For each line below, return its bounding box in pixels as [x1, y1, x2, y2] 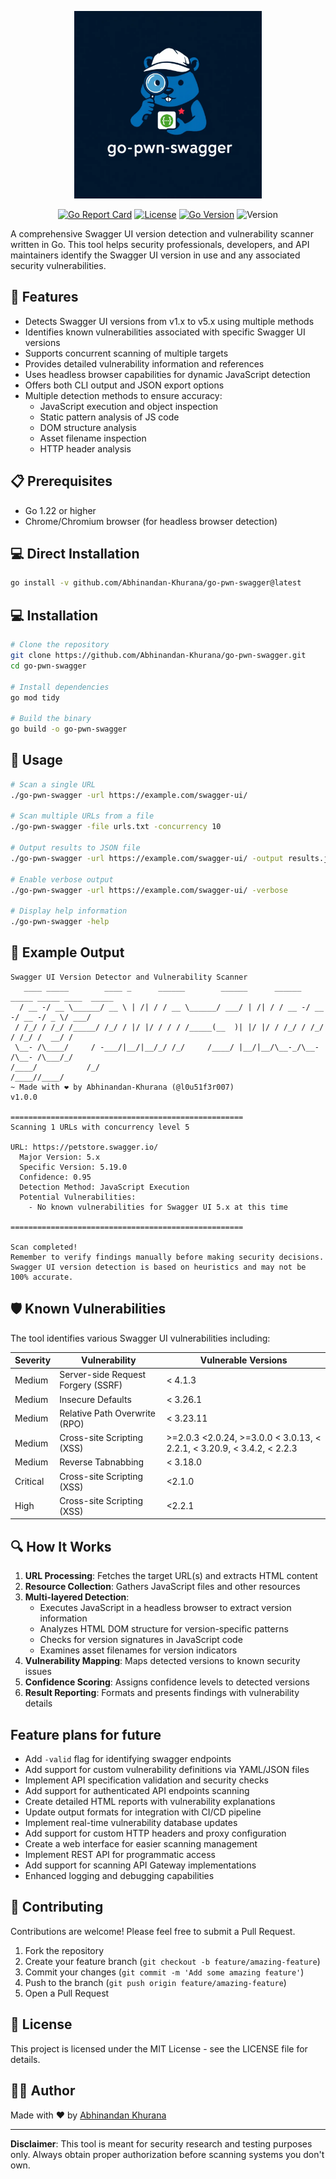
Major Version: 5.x [19, 1152, 101, 1162]
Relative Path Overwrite [59, 1407, 156, 1419]
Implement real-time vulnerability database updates [24, 1817, 238, 1829]
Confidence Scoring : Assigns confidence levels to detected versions [24, 1676, 310, 1688]
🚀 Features [10, 289, 79, 306]
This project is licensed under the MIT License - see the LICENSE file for [10, 2042, 308, 2055]
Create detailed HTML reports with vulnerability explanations [24, 1796, 276, 1808]
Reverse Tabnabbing [59, 1456, 145, 1468]
